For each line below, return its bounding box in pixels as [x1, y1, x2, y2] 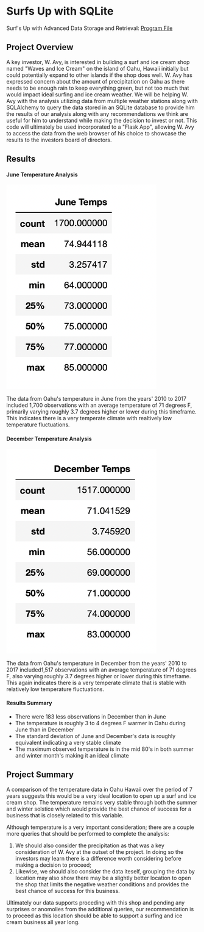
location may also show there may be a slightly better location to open [15, 874, 191, 881]
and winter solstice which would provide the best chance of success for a [6, 805, 192, 812]
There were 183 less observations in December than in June [15, 712, 166, 720]
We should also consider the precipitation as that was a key [15, 842, 164, 849]
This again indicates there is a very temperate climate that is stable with [6, 679, 186, 686]
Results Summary [6, 700, 53, 707]
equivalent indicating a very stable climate [15, 739, 121, 746]
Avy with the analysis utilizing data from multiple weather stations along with [6, 97, 198, 104]
